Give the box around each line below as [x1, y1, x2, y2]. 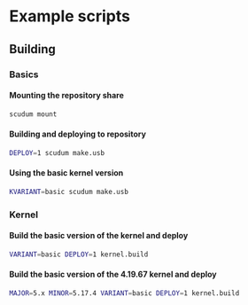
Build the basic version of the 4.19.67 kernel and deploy [9, 269, 217, 280]
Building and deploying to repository [9, 129, 146, 139]
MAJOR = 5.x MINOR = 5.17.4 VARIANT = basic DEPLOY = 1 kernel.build [9, 288, 240, 298]
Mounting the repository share [9, 90, 124, 101]
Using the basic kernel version [9, 168, 124, 178]
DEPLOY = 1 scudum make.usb [9, 148, 105, 157]
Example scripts [9, 6, 131, 27]
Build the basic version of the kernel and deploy [9, 231, 189, 241]
